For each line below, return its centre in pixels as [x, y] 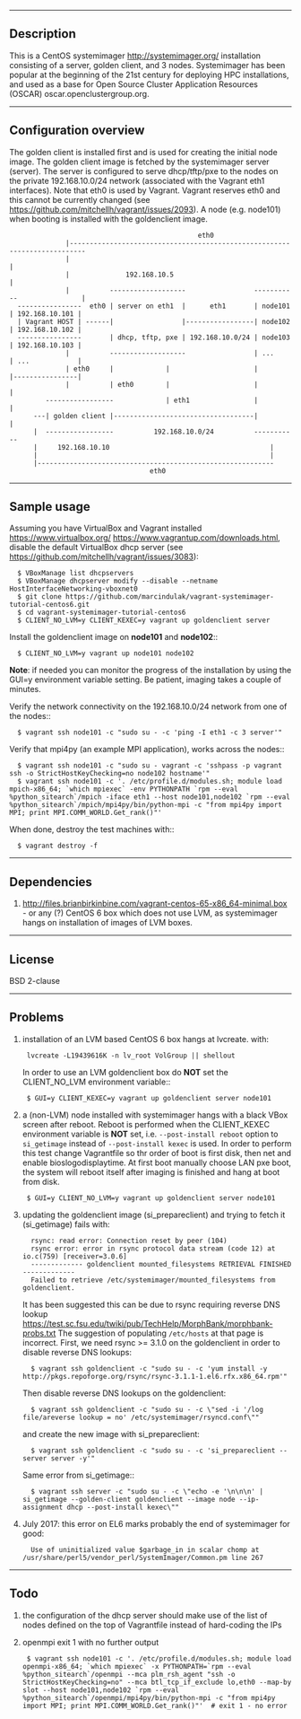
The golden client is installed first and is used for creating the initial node [143, 152]
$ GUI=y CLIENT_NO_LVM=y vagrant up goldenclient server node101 [151, 1198]
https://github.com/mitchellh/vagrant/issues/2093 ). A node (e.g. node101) [145, 209]
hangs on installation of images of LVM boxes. [107, 923]
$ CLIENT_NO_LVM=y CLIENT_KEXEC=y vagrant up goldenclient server [144, 620]
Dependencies [51, 882]
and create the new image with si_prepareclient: [111, 1434]
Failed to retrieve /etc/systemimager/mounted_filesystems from [153, 1280]
